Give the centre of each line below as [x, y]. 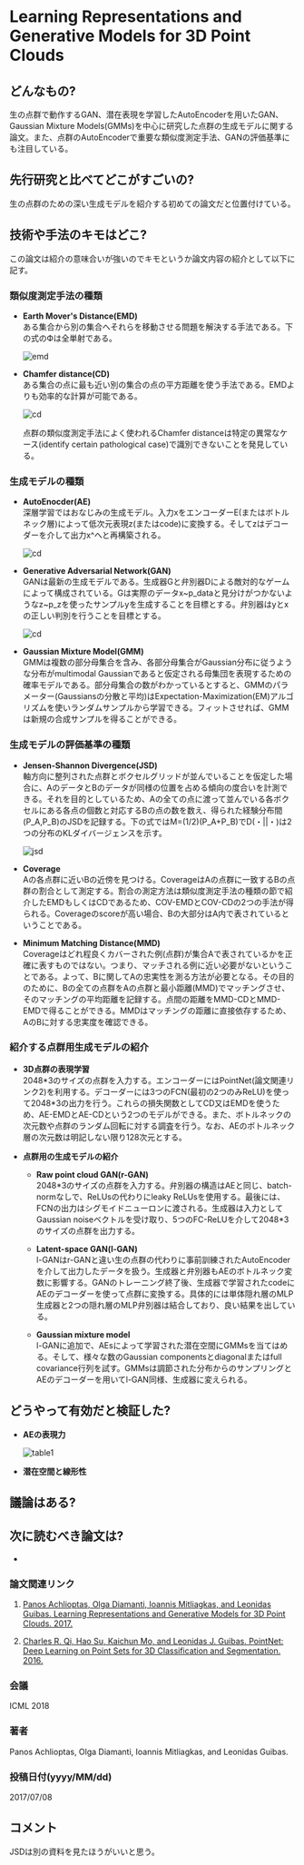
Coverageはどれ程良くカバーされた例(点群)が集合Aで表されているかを [154, 953]
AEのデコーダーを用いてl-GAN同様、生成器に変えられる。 [144, 1379]
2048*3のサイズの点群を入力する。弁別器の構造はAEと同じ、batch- [164, 1185]
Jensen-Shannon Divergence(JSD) [90, 765]
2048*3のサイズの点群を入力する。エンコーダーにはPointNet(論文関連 [155, 1080]
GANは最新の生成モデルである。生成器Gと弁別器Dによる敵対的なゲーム [156, 582]
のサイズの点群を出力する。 [88, 1230]
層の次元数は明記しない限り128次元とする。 [105, 1137]
